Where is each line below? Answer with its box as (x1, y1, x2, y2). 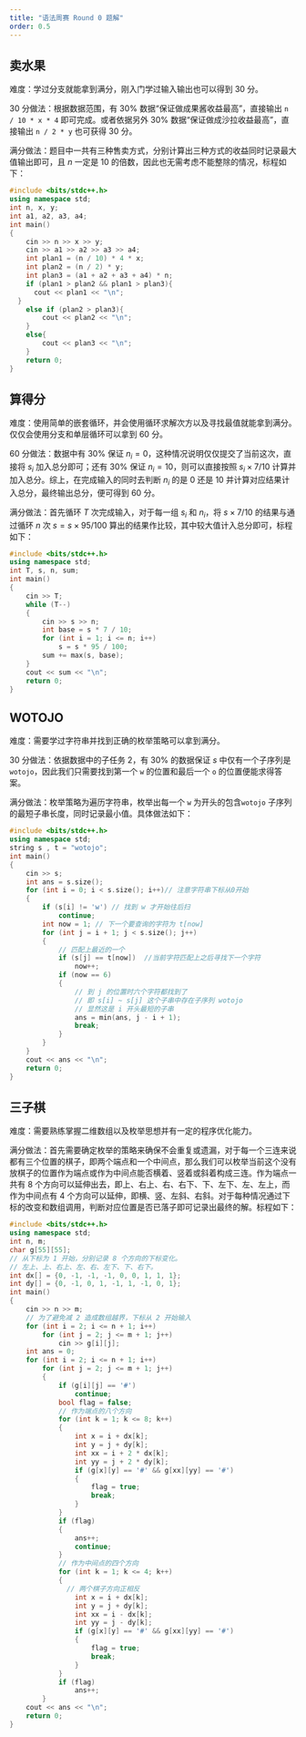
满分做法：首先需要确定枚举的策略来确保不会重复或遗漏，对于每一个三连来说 (9, 1145, 297, 1156)
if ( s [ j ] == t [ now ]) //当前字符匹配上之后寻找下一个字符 (57, 953, 261, 962)
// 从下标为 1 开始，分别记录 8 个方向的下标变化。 (9, 1254, 182, 1263)
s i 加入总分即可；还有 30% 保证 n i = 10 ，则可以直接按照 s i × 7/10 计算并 (26, 461, 297, 474)
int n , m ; (9, 1237, 47, 1247)
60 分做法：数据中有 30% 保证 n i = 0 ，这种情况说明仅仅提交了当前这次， (9, 448, 284, 461)
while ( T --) (25, 600, 71, 609)
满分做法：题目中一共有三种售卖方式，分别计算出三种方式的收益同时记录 (9, 145, 280, 156)
